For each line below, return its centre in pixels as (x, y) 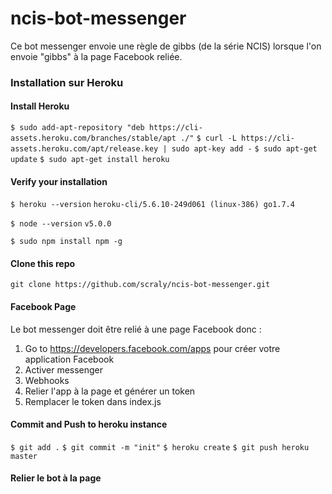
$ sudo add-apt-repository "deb (77, 128)
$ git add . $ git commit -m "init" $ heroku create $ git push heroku (160, 447)
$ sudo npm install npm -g (66, 242)
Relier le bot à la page (56, 478)
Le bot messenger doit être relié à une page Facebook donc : (136, 329)
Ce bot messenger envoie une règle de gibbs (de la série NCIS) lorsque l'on (166, 46)
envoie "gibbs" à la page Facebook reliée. (96, 56)
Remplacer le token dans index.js (93, 401)
